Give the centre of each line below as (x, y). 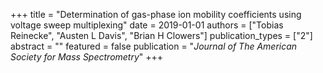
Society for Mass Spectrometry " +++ (87, 57)
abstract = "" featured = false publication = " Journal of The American (154, 46)
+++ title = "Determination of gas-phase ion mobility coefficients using (156, 14)
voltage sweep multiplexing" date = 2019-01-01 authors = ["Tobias (147, 25)
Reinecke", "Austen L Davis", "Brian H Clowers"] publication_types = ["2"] (161, 35)
